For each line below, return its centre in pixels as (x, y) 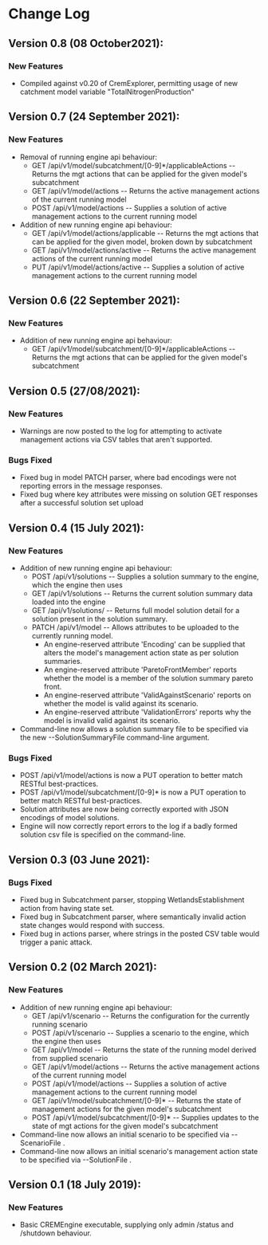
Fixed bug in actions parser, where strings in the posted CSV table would (140, 933)
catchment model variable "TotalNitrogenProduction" (107, 92)
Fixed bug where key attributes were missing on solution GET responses (138, 494)
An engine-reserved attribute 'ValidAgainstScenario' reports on (147, 695)
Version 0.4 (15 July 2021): (77, 528)
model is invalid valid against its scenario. (112, 720)
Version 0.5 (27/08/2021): (75, 391)
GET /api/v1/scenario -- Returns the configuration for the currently (140, 1015)
